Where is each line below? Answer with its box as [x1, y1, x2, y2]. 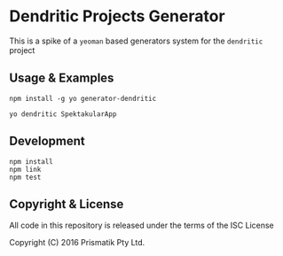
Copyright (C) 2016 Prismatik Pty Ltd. [9, 237, 145, 248]
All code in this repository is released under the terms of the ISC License [9, 220, 275, 231]
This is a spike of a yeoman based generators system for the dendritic [9, 35, 263, 46]
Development [9, 134, 86, 149]
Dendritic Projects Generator [9, 6, 225, 27]
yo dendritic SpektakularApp [9, 109, 117, 119]
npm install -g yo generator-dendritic [9, 94, 157, 103]
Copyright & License [9, 197, 124, 212]
